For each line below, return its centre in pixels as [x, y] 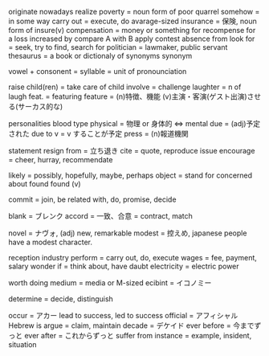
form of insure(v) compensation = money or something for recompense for [132, 30]
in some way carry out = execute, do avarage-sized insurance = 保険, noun [132, 21]
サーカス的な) [41, 106]
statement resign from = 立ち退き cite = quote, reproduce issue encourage [132, 151]
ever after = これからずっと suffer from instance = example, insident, [138, 336]
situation [23, 344]
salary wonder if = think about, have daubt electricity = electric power [124, 266]
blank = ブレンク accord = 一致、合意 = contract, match [100, 216]
